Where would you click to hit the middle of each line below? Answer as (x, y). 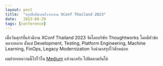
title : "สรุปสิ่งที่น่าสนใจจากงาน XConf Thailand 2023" (56, 14)
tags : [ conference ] (26, 24)
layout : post (19, 10)
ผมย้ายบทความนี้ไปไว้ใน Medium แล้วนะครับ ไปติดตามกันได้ (57, 59)
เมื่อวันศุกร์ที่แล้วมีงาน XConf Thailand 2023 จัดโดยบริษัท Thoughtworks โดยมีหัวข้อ (82, 38)
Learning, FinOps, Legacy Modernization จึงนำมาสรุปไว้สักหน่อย (67, 49)
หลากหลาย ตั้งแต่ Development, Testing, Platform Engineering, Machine (75, 43)
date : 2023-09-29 (26, 19)
